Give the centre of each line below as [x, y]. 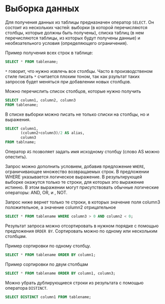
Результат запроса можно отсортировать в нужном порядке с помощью [82, 226]
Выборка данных [42, 9]
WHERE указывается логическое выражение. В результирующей [74, 177]
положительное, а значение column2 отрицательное [61, 207]
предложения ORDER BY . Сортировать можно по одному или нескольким [81, 231]
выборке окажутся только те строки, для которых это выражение [75, 182]
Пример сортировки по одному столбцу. [48, 246]
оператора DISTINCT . [26, 288]
